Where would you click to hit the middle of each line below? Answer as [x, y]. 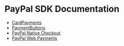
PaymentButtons [28, 27]
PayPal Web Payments [34, 38]
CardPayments [27, 23]
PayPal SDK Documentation [62, 9]
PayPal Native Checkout [36, 33]
